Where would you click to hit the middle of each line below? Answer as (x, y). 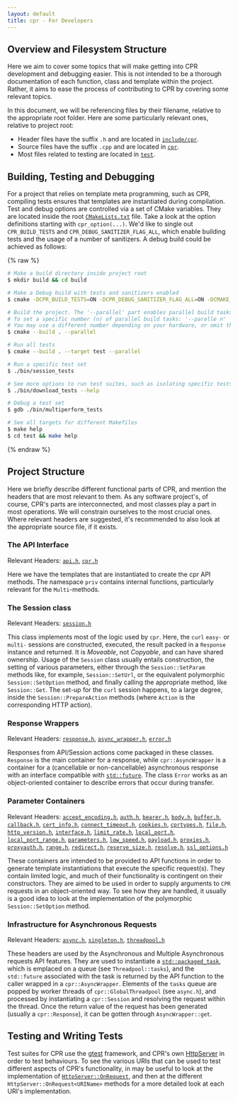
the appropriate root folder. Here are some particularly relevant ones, (108, 118)
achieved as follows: (37, 247)
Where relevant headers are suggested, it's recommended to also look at (114, 519)
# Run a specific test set (47, 364)
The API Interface (38, 545)
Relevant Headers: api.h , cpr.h (53, 560)
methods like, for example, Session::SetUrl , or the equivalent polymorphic (116, 675)
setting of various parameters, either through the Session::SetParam (106, 667)
